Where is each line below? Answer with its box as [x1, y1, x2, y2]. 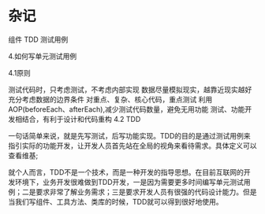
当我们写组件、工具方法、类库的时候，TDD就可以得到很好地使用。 [8, 197, 223, 206]
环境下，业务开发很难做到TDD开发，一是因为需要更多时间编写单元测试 [14, 177, 244, 186]
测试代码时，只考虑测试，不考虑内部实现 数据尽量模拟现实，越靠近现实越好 [8, 84, 252, 94]
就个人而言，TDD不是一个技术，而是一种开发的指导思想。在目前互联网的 [8, 167, 244, 177]
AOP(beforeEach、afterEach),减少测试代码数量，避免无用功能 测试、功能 [8, 104, 245, 114]
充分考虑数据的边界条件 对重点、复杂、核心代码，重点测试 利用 [8, 94, 213, 104]
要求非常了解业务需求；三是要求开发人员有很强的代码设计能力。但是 [35, 186, 257, 197]
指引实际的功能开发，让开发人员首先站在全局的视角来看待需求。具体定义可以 [8, 141, 257, 150]
